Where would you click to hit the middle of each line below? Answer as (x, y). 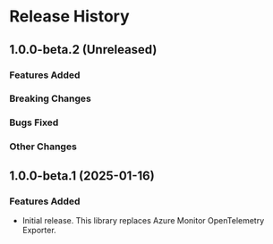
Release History (69, 17)
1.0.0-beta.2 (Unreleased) (83, 50)
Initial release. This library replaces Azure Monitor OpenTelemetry (143, 220)
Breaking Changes (51, 98)
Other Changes (43, 147)
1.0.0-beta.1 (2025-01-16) (82, 176)
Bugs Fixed (34, 122)
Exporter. (39, 230)
